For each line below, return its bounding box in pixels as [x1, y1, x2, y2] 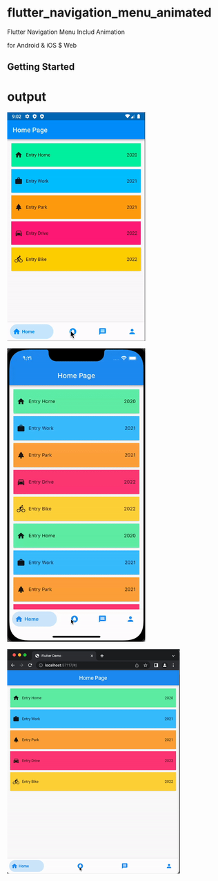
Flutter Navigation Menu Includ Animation [7, 28, 126, 36]
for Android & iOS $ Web [7, 41, 77, 49]
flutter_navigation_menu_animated [7, 5, 212, 21]
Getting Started [7, 61, 75, 73]
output [7, 88, 47, 104]
